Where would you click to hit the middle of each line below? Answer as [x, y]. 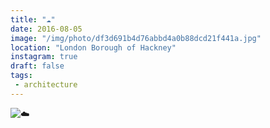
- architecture [46, 85]
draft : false [37, 66]
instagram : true [44, 57]
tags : [21, 76]
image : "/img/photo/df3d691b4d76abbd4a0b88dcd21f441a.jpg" [136, 38]
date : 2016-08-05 [46, 29]
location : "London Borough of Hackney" [93, 47]
